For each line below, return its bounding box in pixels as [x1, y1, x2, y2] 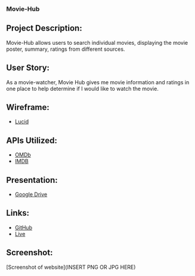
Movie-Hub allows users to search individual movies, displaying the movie [6, 39, 188, 46]
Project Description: [6, 23, 82, 33]
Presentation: [6, 175, 58, 185]
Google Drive [14, 191, 48, 198]
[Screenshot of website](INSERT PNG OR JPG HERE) [6, 263, 136, 271]
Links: [6, 208, 30, 218]
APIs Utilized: [6, 135, 58, 145]
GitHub [14, 223, 33, 231]
